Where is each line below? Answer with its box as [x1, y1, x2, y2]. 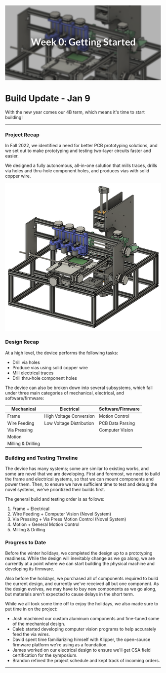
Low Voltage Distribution [44, 420, 94, 426]
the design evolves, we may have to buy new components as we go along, [5, 586, 157, 592]
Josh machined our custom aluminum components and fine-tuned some [12, 616, 160, 622]
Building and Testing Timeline [5, 454, 78, 461]
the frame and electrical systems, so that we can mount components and [5, 476, 154, 482]
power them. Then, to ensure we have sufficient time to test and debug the [5, 481, 157, 487]
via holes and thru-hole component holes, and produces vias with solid [5, 168, 150, 174]
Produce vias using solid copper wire [12, 364, 88, 370]
